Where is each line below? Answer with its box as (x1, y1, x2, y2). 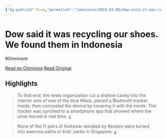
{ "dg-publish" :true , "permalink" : (5, 7, 74, 12)
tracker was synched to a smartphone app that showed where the (17, 108, 152, 114)
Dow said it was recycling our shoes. (5, 28, 158, 40)
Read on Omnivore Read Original (5, 65, 72, 71)
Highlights (5, 79, 38, 88)
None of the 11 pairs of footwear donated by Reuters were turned (17, 123, 150, 129)
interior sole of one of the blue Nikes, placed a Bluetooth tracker (17, 97, 148, 104)
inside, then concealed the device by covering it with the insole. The (17, 103, 157, 109)
